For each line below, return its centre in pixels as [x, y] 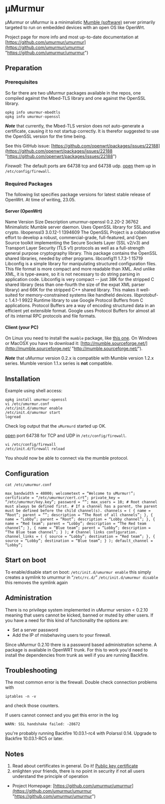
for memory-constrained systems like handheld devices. [76, 295]
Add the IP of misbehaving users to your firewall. [62, 635]
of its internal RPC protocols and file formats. [51, 316]
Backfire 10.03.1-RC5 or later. [34, 739]
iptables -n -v [21, 697]
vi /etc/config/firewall [31, 445]
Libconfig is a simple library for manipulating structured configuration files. [81, 264]
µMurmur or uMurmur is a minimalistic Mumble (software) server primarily [80, 22]
